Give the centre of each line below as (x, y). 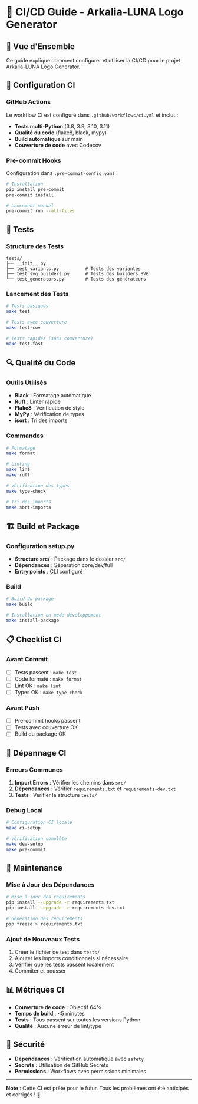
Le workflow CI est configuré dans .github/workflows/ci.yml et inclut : (92, 115)
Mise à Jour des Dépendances (50, 885)
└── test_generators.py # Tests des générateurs (76, 279)
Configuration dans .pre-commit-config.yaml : (62, 173)
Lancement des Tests (37, 294)
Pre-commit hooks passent (47, 721)
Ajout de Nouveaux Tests (43, 939)
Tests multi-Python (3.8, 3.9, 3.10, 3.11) (62, 126)
